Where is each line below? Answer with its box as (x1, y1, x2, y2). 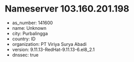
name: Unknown (12, 25, 47, 31)
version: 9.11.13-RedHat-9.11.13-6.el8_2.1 (12, 46, 95, 52)
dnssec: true (12, 51, 39, 58)
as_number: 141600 (12, 20, 53, 26)
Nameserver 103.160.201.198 (5, 3, 129, 15)
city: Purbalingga (12, 30, 48, 36)
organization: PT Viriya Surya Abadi (12, 41, 87, 47)
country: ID (12, 36, 36, 42)
